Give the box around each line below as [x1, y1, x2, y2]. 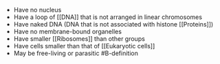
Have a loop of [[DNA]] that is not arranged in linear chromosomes [13, 13, 203, 21]
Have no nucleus [13, 6, 62, 14]
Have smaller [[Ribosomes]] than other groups [13, 35, 146, 43]
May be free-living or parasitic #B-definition [13, 49, 139, 57]
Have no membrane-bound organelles [13, 27, 122, 35]
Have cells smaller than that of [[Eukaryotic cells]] [13, 42, 155, 50]
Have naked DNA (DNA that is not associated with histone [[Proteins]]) [13, 20, 214, 28]
